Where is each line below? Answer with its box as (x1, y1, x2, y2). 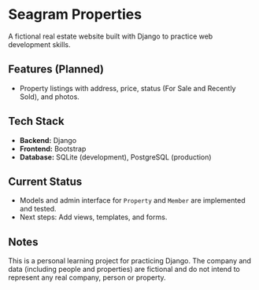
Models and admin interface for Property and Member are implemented (19, 196, 246, 205)
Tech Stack (8, 115, 65, 128)
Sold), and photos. (19, 92, 80, 101)
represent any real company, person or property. (8, 273, 167, 282)
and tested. (19, 204, 57, 214)
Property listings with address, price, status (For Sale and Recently (19, 83, 236, 93)
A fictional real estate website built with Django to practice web (8, 31, 213, 41)
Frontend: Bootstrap (19, 144, 87, 153)
